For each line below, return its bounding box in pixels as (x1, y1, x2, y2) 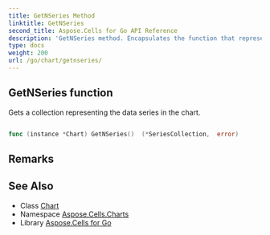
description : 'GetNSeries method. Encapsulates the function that (8, 34, 235, 43)
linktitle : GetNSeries (8, 19, 84, 27)
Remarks (8, 152, 55, 165)
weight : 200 (8, 49, 48, 57)
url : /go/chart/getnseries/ (8, 57, 103, 65)
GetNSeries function (8, 86, 114, 100)
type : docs (8, 42, 45, 50)
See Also (8, 180, 54, 193)
